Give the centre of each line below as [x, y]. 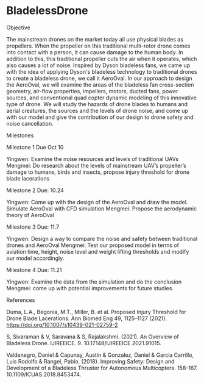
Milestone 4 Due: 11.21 [34, 270]
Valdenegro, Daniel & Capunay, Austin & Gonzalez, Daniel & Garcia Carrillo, [100, 355]
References [21, 300]
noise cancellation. [30, 123]
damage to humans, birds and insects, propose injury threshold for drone [98, 172]
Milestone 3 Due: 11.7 [33, 227]
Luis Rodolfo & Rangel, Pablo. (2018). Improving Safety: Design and [90, 361]
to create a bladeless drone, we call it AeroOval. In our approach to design [100, 78]
